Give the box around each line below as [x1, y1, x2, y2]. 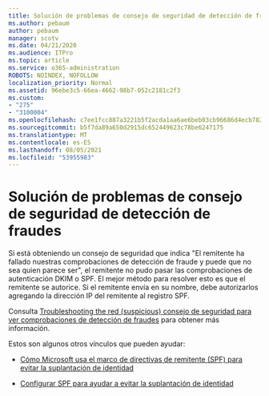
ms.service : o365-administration [8, 64, 120, 72]
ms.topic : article [8, 57, 70, 65]
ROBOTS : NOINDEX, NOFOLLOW [8, 71, 98, 79]
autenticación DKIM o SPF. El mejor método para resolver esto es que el [8, 274, 246, 284]
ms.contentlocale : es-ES [8, 138, 91, 147]
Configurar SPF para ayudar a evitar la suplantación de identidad [19, 378, 234, 389]
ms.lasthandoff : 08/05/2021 [8, 146, 102, 154]
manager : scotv [8, 34, 59, 42]
